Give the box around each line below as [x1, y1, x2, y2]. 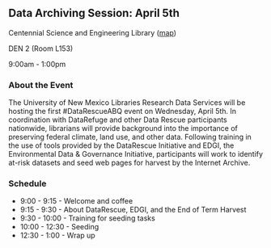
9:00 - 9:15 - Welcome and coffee [19, 196, 133, 206]
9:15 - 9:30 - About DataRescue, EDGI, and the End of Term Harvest [19, 205, 247, 215]
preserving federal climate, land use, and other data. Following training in [8, 132, 252, 142]
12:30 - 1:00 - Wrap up [19, 230, 95, 241]
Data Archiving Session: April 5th [8, 6, 180, 20]
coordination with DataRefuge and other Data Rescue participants [8, 115, 228, 124]
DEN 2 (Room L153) [8, 44, 74, 53]
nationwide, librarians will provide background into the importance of [8, 124, 239, 133]
